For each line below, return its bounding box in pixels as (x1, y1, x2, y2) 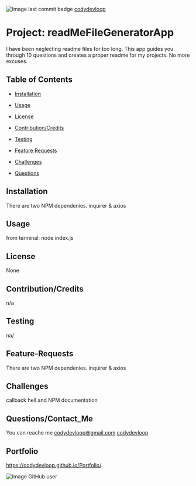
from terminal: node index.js (6, 235, 74, 242)
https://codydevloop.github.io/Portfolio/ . (6, 462, 103, 469)
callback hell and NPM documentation (6, 397, 98, 404)
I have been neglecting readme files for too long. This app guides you (6, 45, 174, 52)
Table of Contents (6, 75, 73, 85)
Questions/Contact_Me (6, 413, 94, 423)
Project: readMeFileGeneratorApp (6, 26, 174, 39)
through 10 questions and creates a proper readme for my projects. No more (6, 51, 190, 58)
